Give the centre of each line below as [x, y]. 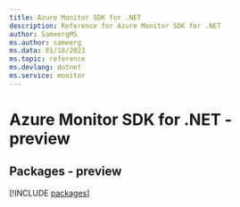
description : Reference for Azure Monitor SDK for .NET [115, 26]
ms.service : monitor [48, 76]
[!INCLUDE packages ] [50, 193]
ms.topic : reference [48, 59]
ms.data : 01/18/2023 [48, 51]
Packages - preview [66, 172]
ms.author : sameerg [46, 42]
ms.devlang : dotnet [46, 68]
